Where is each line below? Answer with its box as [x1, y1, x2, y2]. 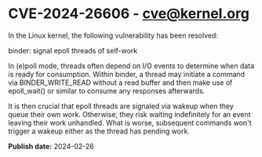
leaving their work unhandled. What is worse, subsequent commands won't [8, 118, 253, 127]
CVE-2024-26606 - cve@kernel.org [8, 5, 249, 23]
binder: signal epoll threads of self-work [8, 46, 138, 55]
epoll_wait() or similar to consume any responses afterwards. [8, 86, 206, 95]
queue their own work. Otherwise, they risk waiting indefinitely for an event [8, 109, 251, 119]
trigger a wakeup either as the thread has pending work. [8, 126, 190, 136]
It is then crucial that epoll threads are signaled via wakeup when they [8, 101, 234, 111]
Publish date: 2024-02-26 [8, 141, 94, 151]
